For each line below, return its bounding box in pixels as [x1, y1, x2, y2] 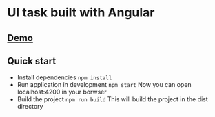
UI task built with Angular [7, 5, 155, 21]
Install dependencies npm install [17, 73, 112, 81]
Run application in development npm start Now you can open [17, 81, 192, 89]
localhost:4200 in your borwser [17, 88, 107, 96]
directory [17, 103, 43, 111]
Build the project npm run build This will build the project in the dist [17, 95, 208, 103]
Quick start [7, 55, 57, 66]
